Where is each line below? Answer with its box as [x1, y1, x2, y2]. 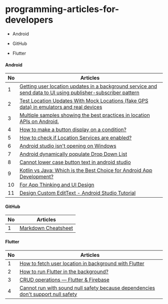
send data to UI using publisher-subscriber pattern [19, 89, 140, 96]
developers [5, 14, 53, 26]
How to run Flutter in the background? [19, 268, 109, 275]
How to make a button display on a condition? [19, 126, 126, 133]
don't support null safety [19, 290, 77, 297]
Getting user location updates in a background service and [19, 83, 157, 90]
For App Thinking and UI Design [19, 182, 94, 189]
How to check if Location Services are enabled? [19, 134, 132, 141]
